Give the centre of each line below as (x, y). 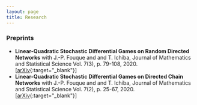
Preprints (20, 38)
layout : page (23, 12)
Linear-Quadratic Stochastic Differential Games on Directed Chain (99, 76)
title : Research (26, 17)
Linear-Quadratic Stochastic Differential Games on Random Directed (102, 51)
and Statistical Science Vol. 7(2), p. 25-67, (67, 89)
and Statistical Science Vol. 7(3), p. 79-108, (68, 64)
